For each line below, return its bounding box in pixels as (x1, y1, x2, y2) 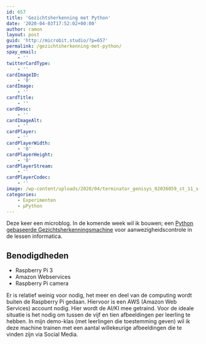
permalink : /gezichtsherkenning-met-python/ (6, 44, 122, 50)
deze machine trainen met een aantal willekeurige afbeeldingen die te (6, 324, 182, 332)
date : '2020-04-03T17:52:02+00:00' (6, 20, 97, 26)
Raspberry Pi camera (15, 280, 69, 287)
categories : (6, 191, 37, 197)
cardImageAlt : (6, 117, 43, 123)
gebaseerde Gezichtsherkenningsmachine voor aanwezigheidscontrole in (6, 226, 193, 234)
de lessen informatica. (6, 232, 63, 240)
